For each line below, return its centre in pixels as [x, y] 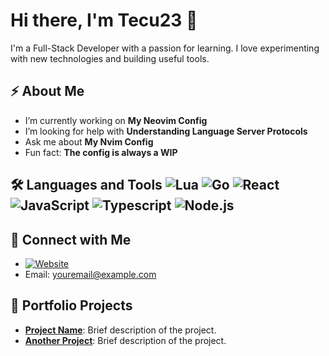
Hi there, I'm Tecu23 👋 [104, 20]
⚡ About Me [47, 91]
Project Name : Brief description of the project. [120, 330]
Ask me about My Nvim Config [89, 141]
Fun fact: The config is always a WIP [101, 152]
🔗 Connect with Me [71, 239]
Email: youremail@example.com [90, 274]
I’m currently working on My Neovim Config [116, 120]
